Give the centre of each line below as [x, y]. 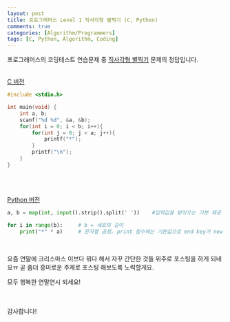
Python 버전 [24, 199]
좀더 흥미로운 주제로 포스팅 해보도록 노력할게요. [91, 268]
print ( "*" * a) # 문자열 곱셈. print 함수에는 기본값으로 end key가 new [121, 232]
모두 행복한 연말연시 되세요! [44, 282]
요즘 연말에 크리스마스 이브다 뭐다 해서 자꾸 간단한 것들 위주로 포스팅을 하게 [108, 259]
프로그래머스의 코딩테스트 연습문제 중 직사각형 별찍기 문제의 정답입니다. [103, 60]
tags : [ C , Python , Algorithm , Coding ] [63, 39]
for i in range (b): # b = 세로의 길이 [65, 225]
